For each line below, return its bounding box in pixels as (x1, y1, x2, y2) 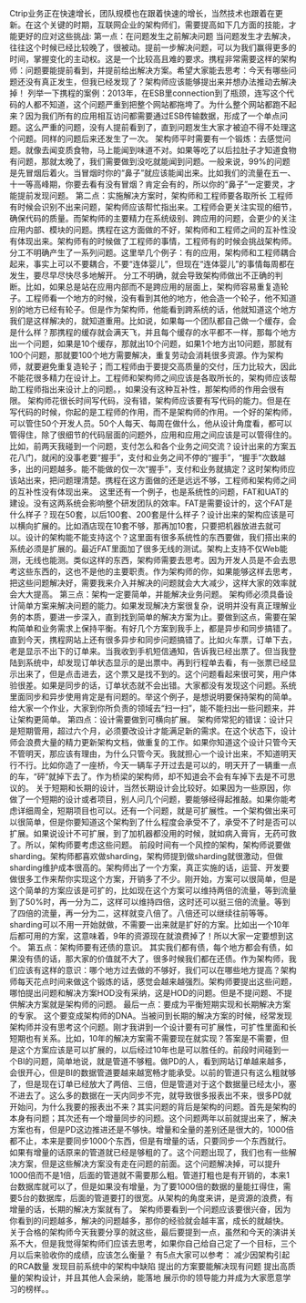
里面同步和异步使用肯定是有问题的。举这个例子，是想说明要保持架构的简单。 (9, 692, 297, 702)
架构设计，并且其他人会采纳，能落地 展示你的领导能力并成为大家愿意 (25, 1272, 283, 1283)
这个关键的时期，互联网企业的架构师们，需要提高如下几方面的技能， (33, 19, 289, 30)
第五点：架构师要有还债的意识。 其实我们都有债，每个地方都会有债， (26, 942, 285, 952)
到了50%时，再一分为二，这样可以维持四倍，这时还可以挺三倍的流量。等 (9, 897, 282, 907)
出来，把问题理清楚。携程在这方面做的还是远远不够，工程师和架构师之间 (25, 475, 297, 486)
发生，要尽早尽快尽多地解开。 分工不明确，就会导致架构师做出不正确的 (9, 270, 275, 281)
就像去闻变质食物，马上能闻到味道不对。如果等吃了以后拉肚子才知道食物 (25, 145, 297, 155)
